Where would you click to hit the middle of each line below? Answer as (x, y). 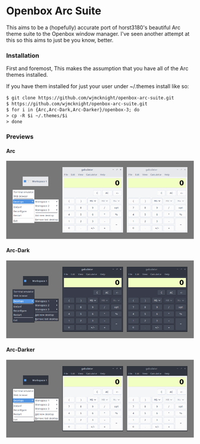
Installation (23, 55)
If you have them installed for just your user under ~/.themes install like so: (98, 86)
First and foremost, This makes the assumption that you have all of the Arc (97, 68)
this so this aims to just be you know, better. (60, 40)
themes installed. (27, 75)
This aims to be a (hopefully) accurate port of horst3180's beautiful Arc (93, 27)
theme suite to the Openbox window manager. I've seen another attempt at (98, 33)
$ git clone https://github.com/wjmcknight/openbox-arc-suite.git (90, 98)
